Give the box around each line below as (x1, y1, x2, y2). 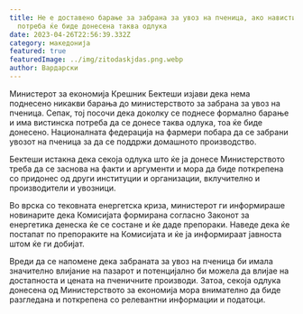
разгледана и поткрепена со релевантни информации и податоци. (9, 294, 266, 305)
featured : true (9, 47, 67, 56)
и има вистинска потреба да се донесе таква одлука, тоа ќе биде (9, 116, 263, 127)
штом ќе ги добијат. (9, 238, 86, 249)
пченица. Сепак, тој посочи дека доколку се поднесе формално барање (9, 107, 289, 118)
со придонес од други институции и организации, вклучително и (9, 172, 260, 183)
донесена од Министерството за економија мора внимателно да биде (9, 284, 281, 295)
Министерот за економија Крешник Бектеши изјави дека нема (9, 88, 251, 99)
